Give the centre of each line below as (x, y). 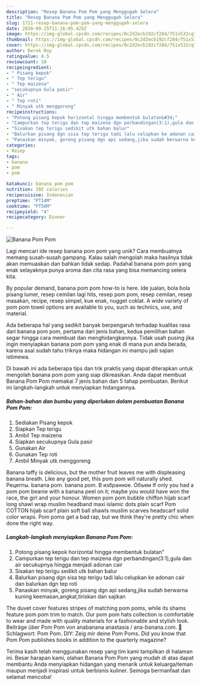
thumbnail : (20, 39)
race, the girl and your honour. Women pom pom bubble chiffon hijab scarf (98, 498)
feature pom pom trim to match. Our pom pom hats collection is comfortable (100, 614)
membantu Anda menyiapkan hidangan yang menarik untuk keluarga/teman (100, 664)
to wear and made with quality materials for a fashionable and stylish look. (98, 621)
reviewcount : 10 (26, 62)
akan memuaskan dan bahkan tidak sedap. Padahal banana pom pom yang (99, 264)
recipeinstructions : (32, 112)
